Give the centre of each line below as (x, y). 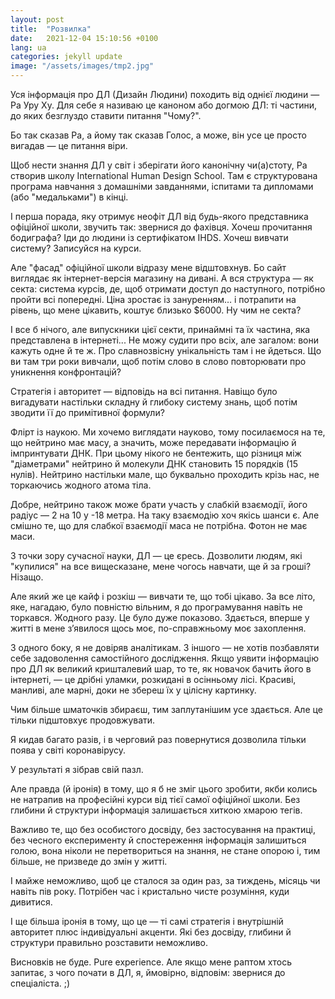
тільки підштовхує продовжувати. (83, 720)
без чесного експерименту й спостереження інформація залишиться (158, 840)
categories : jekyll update (66, 57)
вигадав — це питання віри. (69, 145)
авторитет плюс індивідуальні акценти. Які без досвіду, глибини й (151, 932)
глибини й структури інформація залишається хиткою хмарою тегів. (156, 810)
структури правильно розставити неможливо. (109, 942)
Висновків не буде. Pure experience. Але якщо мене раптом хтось (151, 962)
